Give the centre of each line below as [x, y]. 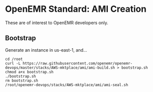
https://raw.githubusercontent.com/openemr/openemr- [78, 63]
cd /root [14, 59]
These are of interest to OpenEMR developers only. [57, 23]
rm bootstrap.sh [22, 80]
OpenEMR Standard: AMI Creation [76, 9]
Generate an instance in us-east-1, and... [46, 50]
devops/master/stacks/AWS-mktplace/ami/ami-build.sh [60, 67]
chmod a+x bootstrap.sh [29, 72]
